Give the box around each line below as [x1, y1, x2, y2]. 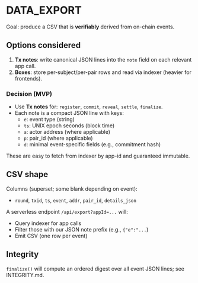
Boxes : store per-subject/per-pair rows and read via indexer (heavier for [14, 69, 191, 76]
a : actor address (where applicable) [23, 128, 111, 136]
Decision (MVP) [6, 89, 52, 98]
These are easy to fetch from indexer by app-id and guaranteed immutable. [6, 152, 190, 160]
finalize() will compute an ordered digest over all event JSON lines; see [6, 265, 185, 272]
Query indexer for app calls [14, 220, 82, 227]
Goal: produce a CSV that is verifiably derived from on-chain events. [6, 23, 175, 30]
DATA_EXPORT [6, 4, 82, 17]
